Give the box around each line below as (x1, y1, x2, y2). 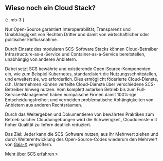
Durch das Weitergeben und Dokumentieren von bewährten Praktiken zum (5, 111, 154, 117)
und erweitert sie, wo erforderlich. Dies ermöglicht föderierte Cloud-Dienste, (5, 76, 159, 82)
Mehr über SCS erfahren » (5, 151, 58, 157)
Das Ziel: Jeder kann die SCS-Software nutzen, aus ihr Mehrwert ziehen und (5, 131, 159, 137)
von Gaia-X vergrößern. (5, 141, 53, 147)
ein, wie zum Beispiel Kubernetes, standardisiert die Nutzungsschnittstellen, (5, 71, 158, 77)
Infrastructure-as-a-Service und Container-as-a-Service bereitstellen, (5, 51, 145, 57)
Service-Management (5, 91, 49, 97)
